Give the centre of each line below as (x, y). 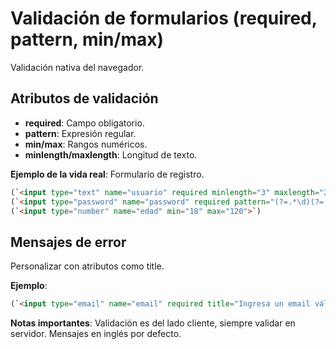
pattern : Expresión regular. (80, 133)
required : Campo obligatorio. (84, 123)
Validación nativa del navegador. (77, 67)
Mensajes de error (68, 242)
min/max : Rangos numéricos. (86, 144)
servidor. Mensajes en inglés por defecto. (96, 334)
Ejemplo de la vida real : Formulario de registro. (107, 174)
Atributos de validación (84, 98)
